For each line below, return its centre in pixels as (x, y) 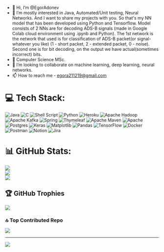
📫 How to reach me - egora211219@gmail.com (59, 75)
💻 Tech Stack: (35, 98)
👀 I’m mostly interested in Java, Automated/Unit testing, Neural (75, 13)
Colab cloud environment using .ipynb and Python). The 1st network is (83, 34)
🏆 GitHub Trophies (35, 194)
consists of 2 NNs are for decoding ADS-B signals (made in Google (80, 28)
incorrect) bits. (27, 54)
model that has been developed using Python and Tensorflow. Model (81, 23)
